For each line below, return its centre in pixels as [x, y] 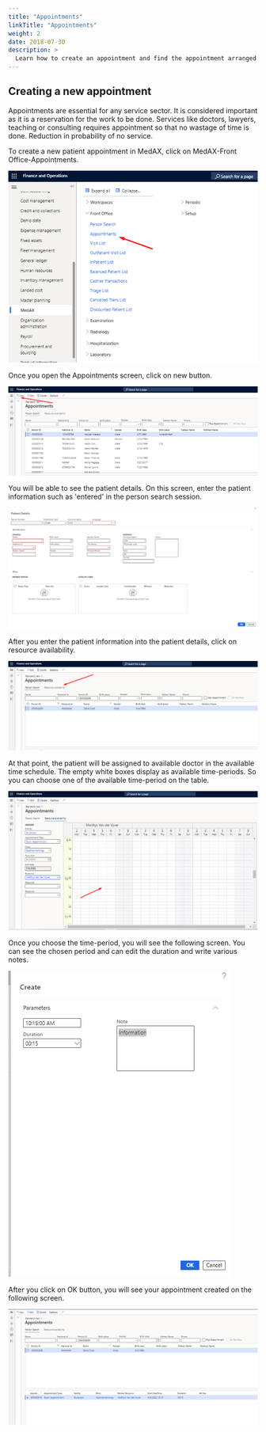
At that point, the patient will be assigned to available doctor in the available [131, 763]
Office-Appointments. [44, 159]
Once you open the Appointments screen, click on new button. [110, 375]
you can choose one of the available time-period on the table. [109, 781]
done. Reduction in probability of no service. [80, 135]
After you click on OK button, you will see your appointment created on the [130, 1290]
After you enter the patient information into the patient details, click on [123, 641]
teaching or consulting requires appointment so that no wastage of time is [129, 127]
